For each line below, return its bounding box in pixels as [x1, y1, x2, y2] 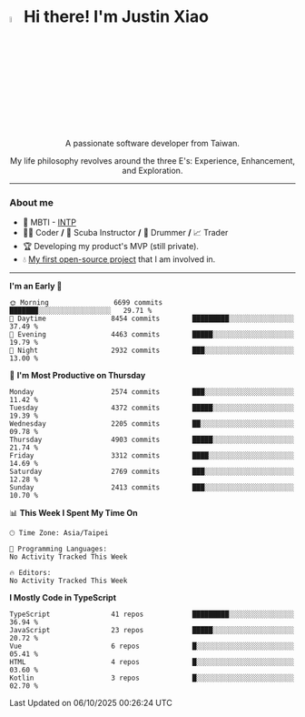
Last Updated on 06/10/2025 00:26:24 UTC [9, 698, 172, 709]
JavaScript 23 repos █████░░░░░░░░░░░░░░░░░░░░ [9, 626, 295, 635]
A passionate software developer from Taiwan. [64, 138, 241, 149]
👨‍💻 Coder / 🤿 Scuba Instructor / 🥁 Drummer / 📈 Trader [22, 227, 229, 238]
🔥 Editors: [9, 569, 52, 578]
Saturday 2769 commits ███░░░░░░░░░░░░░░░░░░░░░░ [9, 467, 295, 477]
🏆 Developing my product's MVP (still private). [22, 241, 200, 252]
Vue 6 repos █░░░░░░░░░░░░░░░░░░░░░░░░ [9, 641, 295, 651]
